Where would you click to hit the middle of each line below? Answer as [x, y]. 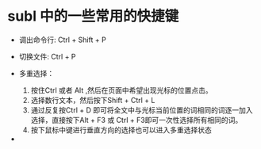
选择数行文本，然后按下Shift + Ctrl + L [93, 100]
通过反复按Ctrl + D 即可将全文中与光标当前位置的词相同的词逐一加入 [142, 110]
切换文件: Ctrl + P [47, 56]
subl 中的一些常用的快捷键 [93, 16]
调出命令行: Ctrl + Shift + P [62, 40]
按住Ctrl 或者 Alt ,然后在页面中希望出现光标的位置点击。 [121, 90]
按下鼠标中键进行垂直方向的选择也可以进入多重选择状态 [121, 130]
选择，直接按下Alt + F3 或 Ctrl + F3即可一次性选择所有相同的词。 [136, 120]
